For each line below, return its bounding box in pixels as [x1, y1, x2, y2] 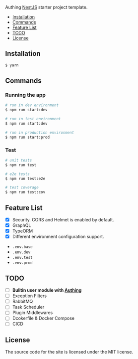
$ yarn [5, 62, 19, 68]
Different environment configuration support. [12, 234, 104, 240]
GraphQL [12, 222, 31, 228]
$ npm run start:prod [5, 135, 50, 140]
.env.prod [12, 260, 33, 266]
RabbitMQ [12, 299, 33, 305]
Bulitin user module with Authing [12, 287, 82, 293]
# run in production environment [5, 130, 74, 135]
